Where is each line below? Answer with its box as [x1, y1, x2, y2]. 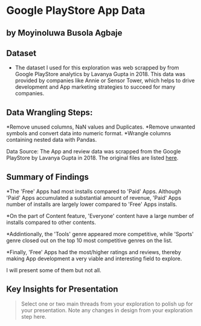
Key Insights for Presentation [6, 284, 119, 295]
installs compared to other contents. [6, 219, 97, 226]
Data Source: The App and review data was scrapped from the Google [6, 148, 181, 155]
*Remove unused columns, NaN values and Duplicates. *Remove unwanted [6, 123, 196, 130]
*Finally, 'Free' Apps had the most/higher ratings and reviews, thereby [6, 249, 181, 256]
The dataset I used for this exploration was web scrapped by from [14, 64, 179, 71]
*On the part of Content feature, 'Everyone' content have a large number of [6, 213, 194, 220]
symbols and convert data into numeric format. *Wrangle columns [6, 130, 171, 137]
